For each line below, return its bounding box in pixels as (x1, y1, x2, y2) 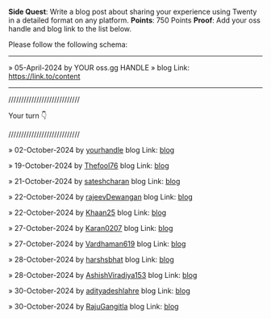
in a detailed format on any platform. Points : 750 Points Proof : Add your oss (8, 15, 261, 25)
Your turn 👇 (8, 111, 48, 120)
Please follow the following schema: (8, 40, 128, 49)
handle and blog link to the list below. (8, 24, 131, 33)
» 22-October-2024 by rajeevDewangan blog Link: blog (8, 192, 194, 201)
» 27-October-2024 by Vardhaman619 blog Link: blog (8, 239, 186, 249)
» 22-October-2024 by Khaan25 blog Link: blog (8, 208, 167, 217)
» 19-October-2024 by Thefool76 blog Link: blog (8, 161, 169, 170)
